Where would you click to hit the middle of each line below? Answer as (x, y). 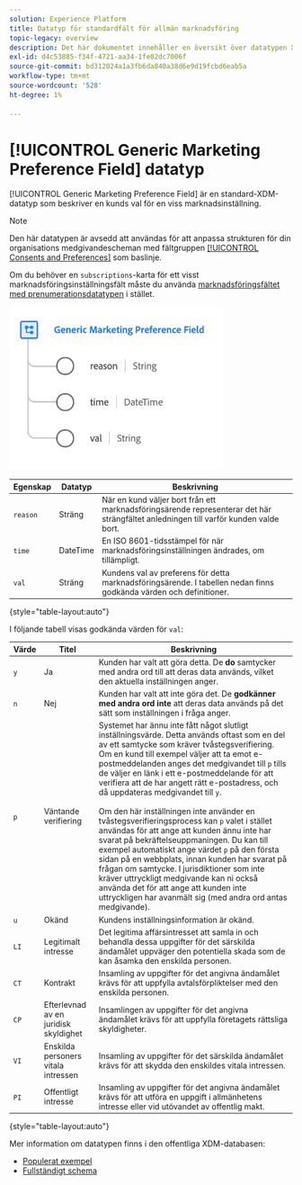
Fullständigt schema (59, 1171)
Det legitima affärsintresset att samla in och (178, 932)
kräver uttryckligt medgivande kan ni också (178, 878)
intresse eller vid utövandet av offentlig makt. (182, 1106)
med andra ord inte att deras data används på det (191, 704)
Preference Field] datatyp (107, 169)
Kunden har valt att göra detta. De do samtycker (187, 662)
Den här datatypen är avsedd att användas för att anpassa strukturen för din (150, 238)
